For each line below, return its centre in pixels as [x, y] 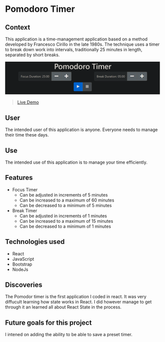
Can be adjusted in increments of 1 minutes [63, 216]
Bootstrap [22, 264]
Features [19, 178]
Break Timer [25, 210]
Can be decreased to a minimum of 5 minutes [66, 205]
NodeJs [20, 269]
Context [18, 27]
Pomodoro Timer [40, 9]
